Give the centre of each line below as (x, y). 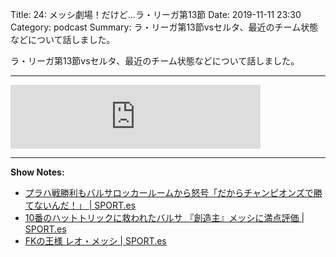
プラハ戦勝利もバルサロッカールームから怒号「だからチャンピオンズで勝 (173, 192)
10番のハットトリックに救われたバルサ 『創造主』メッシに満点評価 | (164, 217)
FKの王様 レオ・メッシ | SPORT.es (95, 241)
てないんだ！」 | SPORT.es (80, 205)
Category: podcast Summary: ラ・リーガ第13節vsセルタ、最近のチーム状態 (164, 27)
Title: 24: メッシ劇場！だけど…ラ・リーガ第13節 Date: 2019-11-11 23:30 (156, 14)
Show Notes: (37, 172)
